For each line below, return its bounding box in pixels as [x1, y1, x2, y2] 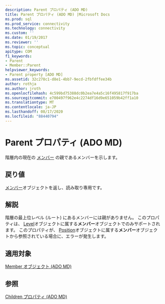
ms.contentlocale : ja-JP [5, 105, 56, 110]
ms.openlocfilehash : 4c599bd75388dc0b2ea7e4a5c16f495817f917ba [5, 91, 139, 96]
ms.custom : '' [5, 30, 35, 35]
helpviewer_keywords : [5, 68, 50, 73]
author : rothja [5, 81, 37, 86]
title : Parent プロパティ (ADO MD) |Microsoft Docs [5, 12, 110, 17]
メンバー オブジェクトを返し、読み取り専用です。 [5, 184, 105, 190]
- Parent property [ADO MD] [5, 72, 63, 77]
